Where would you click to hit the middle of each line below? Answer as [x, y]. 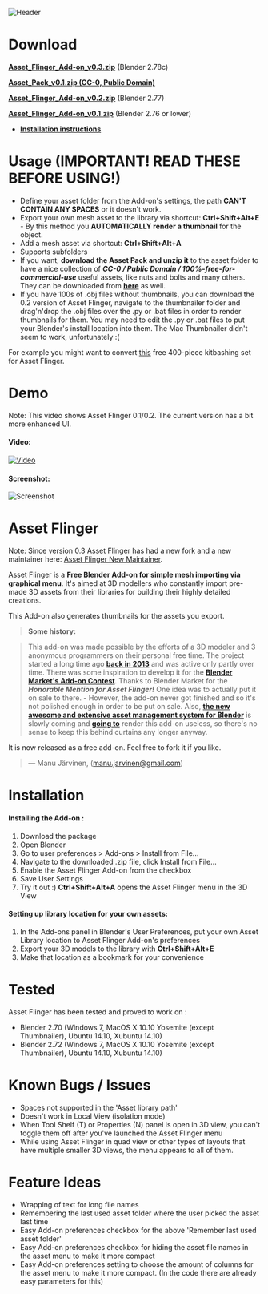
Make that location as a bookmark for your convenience [112, 957]
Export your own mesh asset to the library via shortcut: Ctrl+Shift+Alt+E [140, 217]
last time [34, 1221]
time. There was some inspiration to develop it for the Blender [130, 672]
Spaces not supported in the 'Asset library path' [99, 1107]
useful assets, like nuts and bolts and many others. [162, 277]
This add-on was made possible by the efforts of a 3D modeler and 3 [142, 647]
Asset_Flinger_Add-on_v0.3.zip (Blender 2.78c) [88, 67]
